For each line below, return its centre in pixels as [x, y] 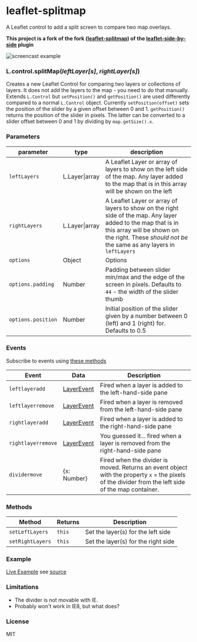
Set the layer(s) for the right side [130, 542]
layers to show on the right [142, 208]
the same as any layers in [140, 245]
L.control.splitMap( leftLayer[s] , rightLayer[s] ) [73, 71]
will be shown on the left [139, 191]
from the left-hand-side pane [141, 409]
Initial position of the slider [142, 308]
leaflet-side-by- [166, 38]
